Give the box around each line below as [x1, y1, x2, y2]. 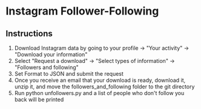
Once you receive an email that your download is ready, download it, [14, 77, 186, 84]
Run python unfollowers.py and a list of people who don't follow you [14, 90, 185, 96]
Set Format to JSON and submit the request [14, 70, 124, 77]
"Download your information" [14, 51, 88, 58]
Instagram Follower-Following [5, 4, 159, 18]
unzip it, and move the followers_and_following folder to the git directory [14, 83, 195, 90]
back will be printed [14, 96, 64, 103]
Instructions [5, 28, 53, 39]
